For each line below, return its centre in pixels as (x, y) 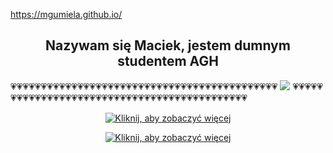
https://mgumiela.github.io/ (66, 14)
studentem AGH (168, 61)
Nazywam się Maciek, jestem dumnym (168, 45)
